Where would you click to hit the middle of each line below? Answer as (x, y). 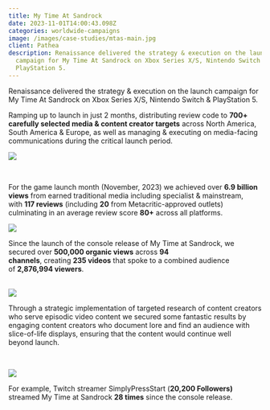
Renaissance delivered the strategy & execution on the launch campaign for (133, 91)
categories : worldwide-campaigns (64, 31)
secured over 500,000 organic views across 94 (89, 252)
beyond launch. (34, 342)
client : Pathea (34, 46)
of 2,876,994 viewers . (46, 269)
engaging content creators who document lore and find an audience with (129, 325)
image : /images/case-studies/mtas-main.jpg (82, 38)
